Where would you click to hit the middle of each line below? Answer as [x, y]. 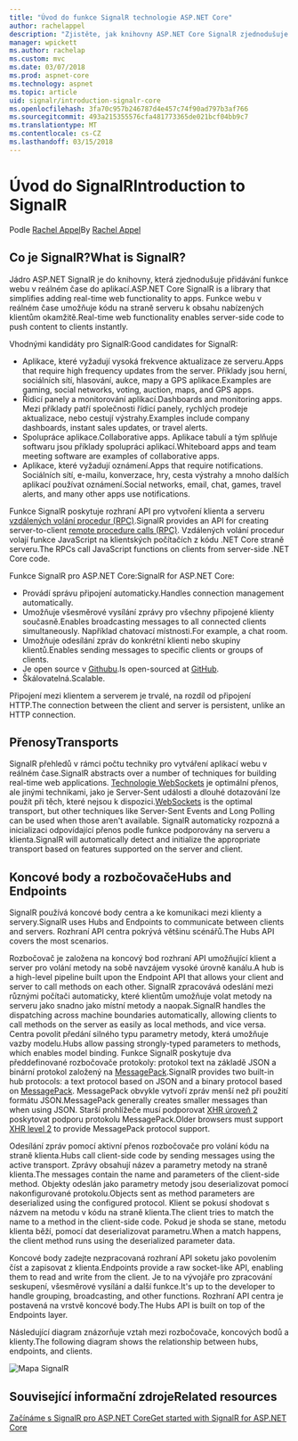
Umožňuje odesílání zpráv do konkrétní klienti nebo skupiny [131, 640]
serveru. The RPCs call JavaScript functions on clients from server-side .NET [149, 548]
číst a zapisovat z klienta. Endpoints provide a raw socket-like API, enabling [146, 1268]
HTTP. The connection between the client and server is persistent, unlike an [147, 704]
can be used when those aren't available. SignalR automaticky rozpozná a [145, 820]
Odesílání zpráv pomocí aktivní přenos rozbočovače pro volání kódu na [139, 1146]
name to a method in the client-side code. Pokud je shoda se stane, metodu [148, 1222]
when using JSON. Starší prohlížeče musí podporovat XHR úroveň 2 [133, 1110]
